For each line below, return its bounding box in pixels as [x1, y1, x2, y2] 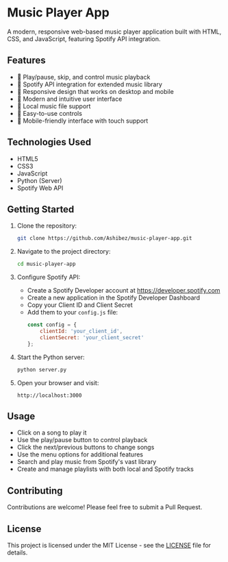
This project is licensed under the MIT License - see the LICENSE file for [7, 541, 211, 549]
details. [7, 548, 28, 557]
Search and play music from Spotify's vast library [16, 458, 157, 466]
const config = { [27, 321, 77, 328]
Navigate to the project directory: [16, 247, 111, 256]
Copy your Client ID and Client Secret [27, 301, 134, 309]
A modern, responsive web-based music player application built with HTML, [7, 27, 222, 36]
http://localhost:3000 [16, 392, 82, 399]
